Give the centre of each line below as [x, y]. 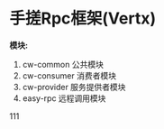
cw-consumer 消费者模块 [69, 75]
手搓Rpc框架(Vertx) [82, 18]
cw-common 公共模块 [63, 64]
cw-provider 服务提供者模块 [74, 87]
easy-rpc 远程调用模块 [64, 98]
